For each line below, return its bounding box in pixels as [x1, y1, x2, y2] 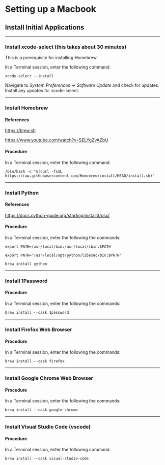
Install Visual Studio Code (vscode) [5, 424, 91, 431]
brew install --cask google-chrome [5, 407, 78, 412]
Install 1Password [5, 277, 48, 284]
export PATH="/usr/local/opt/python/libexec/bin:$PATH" [5, 253, 122, 258]
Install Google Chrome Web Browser [5, 375, 93, 382]
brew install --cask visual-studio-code [5, 456, 89, 461]
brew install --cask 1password [5, 310, 69, 315]
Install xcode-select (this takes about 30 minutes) [5, 43, 127, 50]
